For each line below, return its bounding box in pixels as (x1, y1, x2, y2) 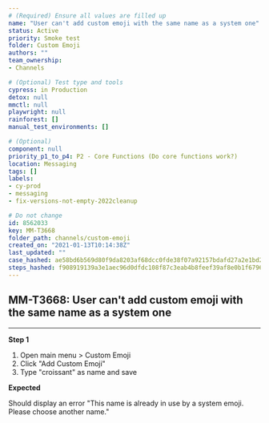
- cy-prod (8, 182, 42, 191)
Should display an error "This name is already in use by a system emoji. (8, 398, 244, 408)
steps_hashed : (8, 264, 56, 272)
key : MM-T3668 (8, 226, 56, 235)
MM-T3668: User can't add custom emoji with (8, 293, 243, 307)
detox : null (8, 93, 48, 101)
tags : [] (8, 167, 38, 175)
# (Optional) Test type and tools (8, 78, 124, 87)
